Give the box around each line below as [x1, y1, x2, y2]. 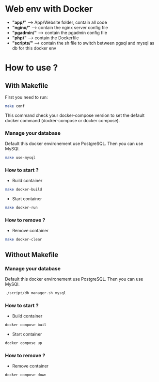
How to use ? [5, 62, 58, 73]
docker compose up [5, 340, 42, 345]
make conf [5, 103, 25, 109]
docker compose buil [5, 322, 47, 328]
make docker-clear [5, 237, 42, 242]
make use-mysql [5, 155, 36, 160]
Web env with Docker [5, 3, 93, 15]
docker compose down [5, 372, 47, 378]
